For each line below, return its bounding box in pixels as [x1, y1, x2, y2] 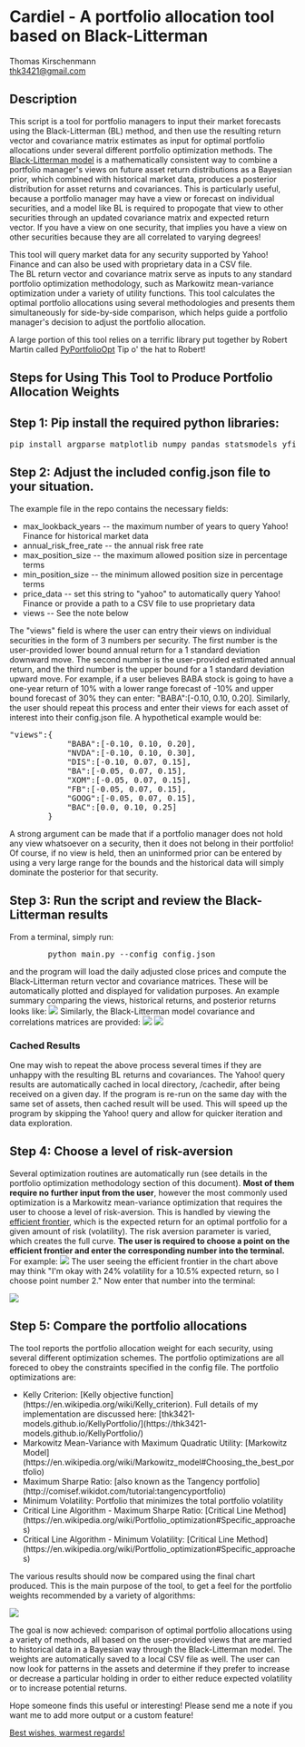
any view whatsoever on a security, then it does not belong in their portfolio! [9, 838, 294, 849]
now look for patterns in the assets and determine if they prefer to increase [9, 1663, 290, 1673]
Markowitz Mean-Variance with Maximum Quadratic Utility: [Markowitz [22, 1437, 288, 1448]
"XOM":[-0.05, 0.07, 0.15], [66, 774, 192, 785]
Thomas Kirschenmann [9, 55, 97, 66]
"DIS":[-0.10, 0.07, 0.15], [66, 756, 192, 767]
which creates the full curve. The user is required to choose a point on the [9, 1235, 290, 1246]
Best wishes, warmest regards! [9, 1727, 125, 1738]
